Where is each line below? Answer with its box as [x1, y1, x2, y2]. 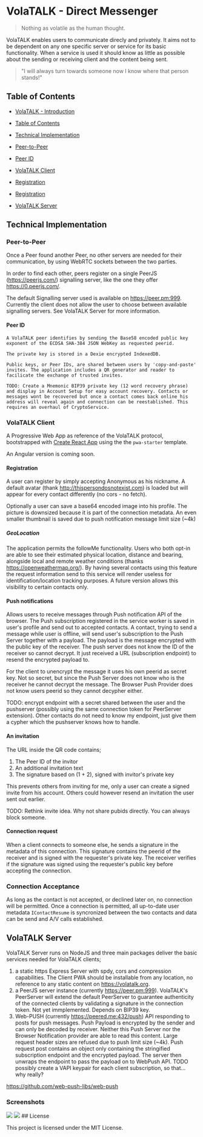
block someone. [6, 813, 47, 821]
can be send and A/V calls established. [6, 916, 104, 923]
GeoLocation [6, 529, 40, 537]
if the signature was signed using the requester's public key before [6, 860, 174, 868]
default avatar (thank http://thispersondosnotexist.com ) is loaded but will [6, 484, 188, 492]
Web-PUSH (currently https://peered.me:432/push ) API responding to [15, 1012, 190, 1020]
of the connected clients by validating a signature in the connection [15, 1000, 184, 1007]
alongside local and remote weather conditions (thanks [6, 558, 144, 565]
